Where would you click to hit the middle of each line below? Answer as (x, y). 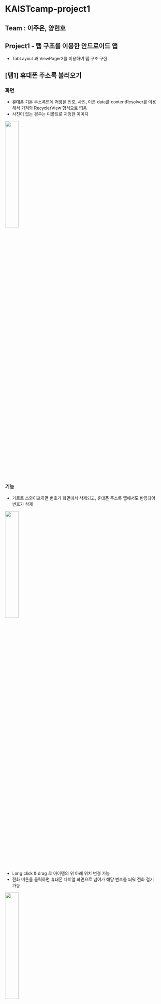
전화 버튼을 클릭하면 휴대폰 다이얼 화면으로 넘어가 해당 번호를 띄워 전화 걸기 (83, 879)
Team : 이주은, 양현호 (36, 28)
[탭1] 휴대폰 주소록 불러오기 (43, 75)
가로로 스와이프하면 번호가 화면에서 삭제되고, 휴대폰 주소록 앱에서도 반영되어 (84, 498)
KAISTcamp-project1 (48, 9)
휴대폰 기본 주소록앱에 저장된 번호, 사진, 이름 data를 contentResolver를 (80, 102)
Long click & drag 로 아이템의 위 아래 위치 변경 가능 (61, 874)
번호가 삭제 (22, 504)
